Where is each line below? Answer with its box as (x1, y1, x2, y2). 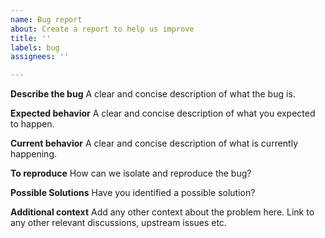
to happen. (10, 118, 55, 130)
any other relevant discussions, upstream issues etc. (10, 217, 227, 229)
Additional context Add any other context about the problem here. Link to (10, 206, 315, 218)
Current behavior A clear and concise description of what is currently (10, 137, 299, 150)
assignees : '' (10, 52, 70, 62)
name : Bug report (10, 14, 83, 25)
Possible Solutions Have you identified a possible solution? (10, 187, 256, 199)
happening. (10, 148, 57, 160)
